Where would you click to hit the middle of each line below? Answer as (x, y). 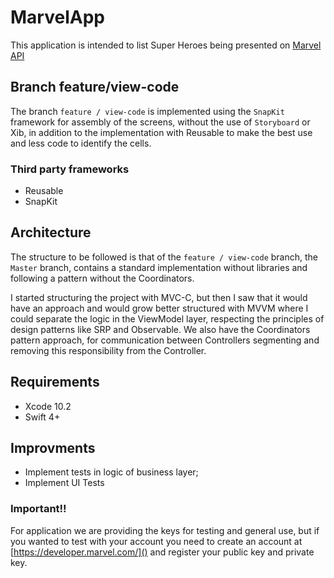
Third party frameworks (70, 169)
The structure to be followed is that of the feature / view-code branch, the (164, 257)
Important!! (38, 509)
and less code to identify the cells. (81, 143)
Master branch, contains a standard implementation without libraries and (159, 267)
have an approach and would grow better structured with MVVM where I (159, 308)
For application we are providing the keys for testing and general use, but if (165, 530)
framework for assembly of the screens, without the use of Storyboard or (160, 122)
